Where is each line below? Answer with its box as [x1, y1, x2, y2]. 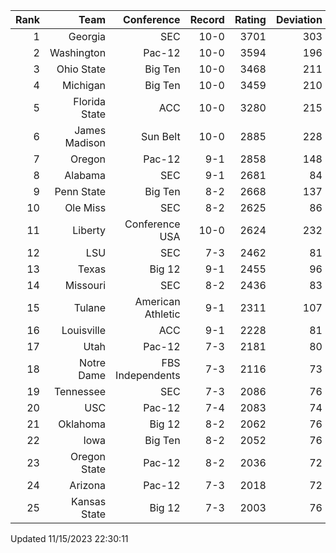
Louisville [61, 324, 107, 337]
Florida [73, 95, 107, 108]
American [134, 295, 181, 308]
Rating [234, 13, 267, 26]
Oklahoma [58, 417, 107, 431]
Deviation [275, 13, 323, 26]
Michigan [62, 79, 107, 92]
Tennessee [53, 385, 107, 398]
